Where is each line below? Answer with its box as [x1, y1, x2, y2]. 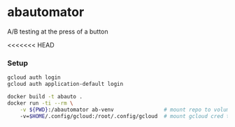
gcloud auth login [7, 74, 61, 81]
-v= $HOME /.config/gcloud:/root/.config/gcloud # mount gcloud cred [20, 112, 224, 119]
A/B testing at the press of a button [7, 27, 108, 36]
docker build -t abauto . [7, 93, 83, 100]
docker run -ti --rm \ [7, 99, 73, 107]
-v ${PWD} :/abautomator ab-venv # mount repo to [20, 106, 211, 113]
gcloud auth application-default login [7, 81, 124, 88]
